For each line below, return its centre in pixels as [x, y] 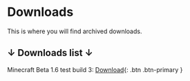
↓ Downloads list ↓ [50, 53]
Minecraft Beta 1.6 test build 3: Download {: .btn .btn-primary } [95, 69]
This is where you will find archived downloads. [75, 31]
